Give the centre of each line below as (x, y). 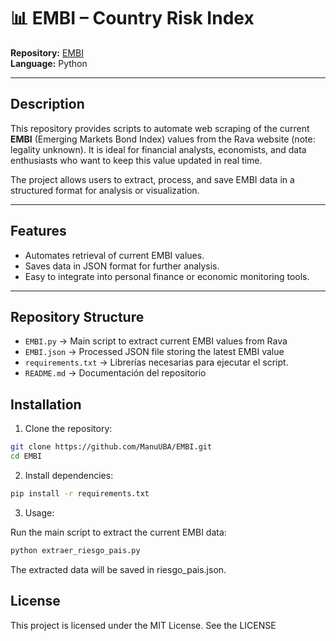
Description (47, 104)
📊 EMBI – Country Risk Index (132, 18)
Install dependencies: (69, 475)
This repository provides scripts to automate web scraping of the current (160, 128)
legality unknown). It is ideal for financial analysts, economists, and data (158, 149)
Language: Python (49, 63)
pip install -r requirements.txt (80, 493)
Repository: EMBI (47, 52)
